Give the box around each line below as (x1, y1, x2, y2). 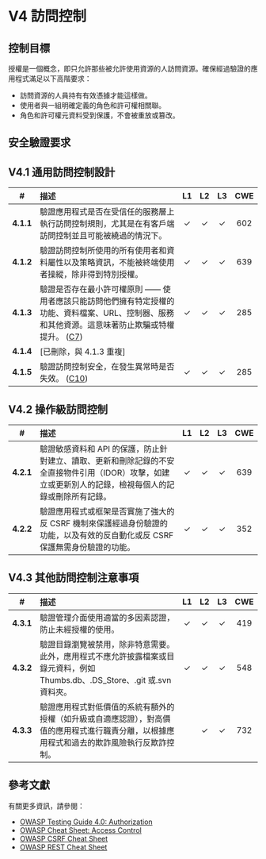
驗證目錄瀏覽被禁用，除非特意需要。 (39, 638, 175, 649)
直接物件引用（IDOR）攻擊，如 (47, 468, 162, 479)
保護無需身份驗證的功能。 (39, 541, 135, 553)
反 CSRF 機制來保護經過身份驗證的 (39, 518, 168, 529)
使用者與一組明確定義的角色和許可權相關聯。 (19, 101, 166, 110)
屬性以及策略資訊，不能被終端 (47, 257, 159, 268)
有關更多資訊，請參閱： (8, 801, 85, 811)
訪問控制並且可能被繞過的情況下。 (39, 230, 167, 241)
